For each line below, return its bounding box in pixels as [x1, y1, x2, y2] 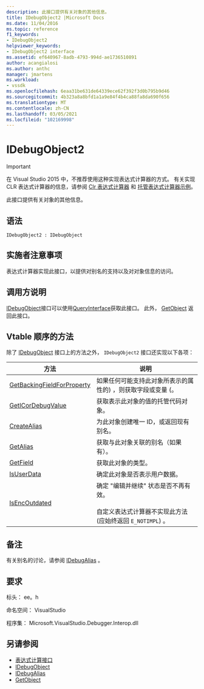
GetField [9, 458, 33, 467]
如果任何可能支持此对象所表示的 [96, 376, 188, 385]
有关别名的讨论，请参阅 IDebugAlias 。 [6, 557, 104, 564]
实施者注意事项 [6, 250, 63, 261]
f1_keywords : [6, 32, 39, 38]
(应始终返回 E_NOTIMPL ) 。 [96, 517, 169, 525]
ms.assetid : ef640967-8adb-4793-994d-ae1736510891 [6, 54, 137, 60]
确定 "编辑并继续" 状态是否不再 [96, 482, 185, 490]
